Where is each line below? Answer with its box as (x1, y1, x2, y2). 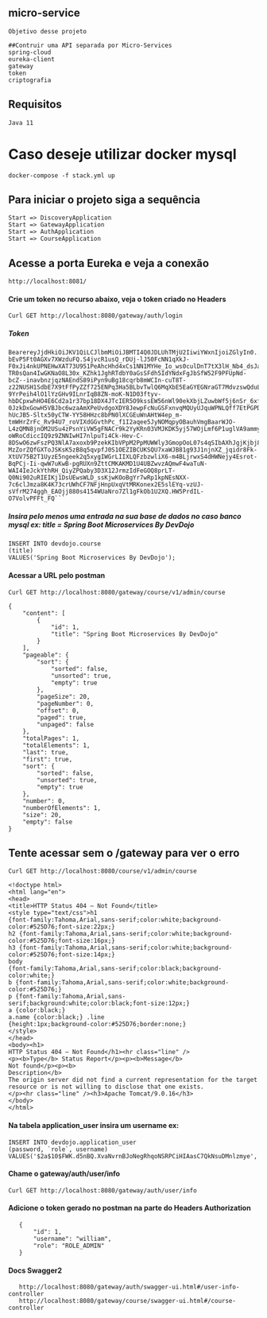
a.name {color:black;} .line (8, 1014, 105, 1021)
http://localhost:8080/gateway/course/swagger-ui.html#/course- (18, 1297, 237, 1305)
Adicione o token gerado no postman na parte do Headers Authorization (8, 1204, 252, 1213)
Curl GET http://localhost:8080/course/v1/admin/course (8, 867, 197, 875)
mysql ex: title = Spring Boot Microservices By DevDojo (8, 520, 195, 529)
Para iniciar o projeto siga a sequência (8, 192, 201, 206)
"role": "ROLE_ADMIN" (33, 1242, 105, 1250)
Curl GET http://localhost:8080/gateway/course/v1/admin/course (8, 588, 226, 596)
